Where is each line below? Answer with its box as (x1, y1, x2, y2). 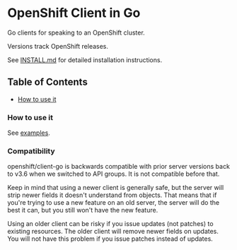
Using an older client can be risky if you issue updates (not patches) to (7, 220, 214, 228)
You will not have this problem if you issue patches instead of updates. (7, 234, 214, 243)
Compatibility (7, 146, 55, 156)
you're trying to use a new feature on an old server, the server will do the (7, 198, 220, 207)
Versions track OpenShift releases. (7, 42, 108, 50)
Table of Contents (7, 76, 88, 88)
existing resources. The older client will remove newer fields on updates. (7, 227, 219, 236)
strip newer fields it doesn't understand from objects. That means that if (7, 191, 217, 199)
